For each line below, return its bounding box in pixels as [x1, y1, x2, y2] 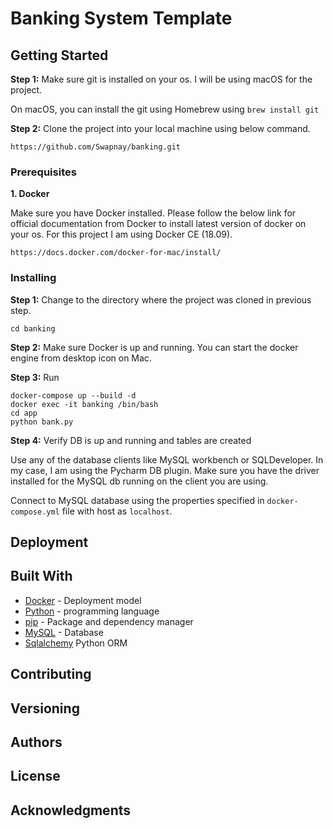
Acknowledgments [10, 802, 132, 819]
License [10, 768, 61, 785]
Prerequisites [10, 165, 77, 179]
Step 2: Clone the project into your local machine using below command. [10, 123, 311, 134]
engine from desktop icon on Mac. [10, 352, 152, 364]
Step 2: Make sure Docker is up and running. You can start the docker [10, 341, 299, 353]
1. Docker [10, 188, 50, 200]
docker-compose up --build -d [10, 390, 137, 401]
